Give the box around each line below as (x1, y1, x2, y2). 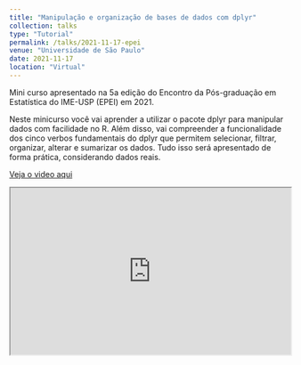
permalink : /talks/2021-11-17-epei (9, 37, 142, 47)
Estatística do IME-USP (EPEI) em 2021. (9, 96, 154, 107)
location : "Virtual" (9, 63, 86, 72)
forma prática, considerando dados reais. (9, 151, 161, 162)
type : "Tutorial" (9, 29, 74, 38)
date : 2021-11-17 (9, 54, 74, 63)
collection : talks (9, 21, 77, 30)
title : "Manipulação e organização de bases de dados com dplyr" (9, 12, 256, 22)
